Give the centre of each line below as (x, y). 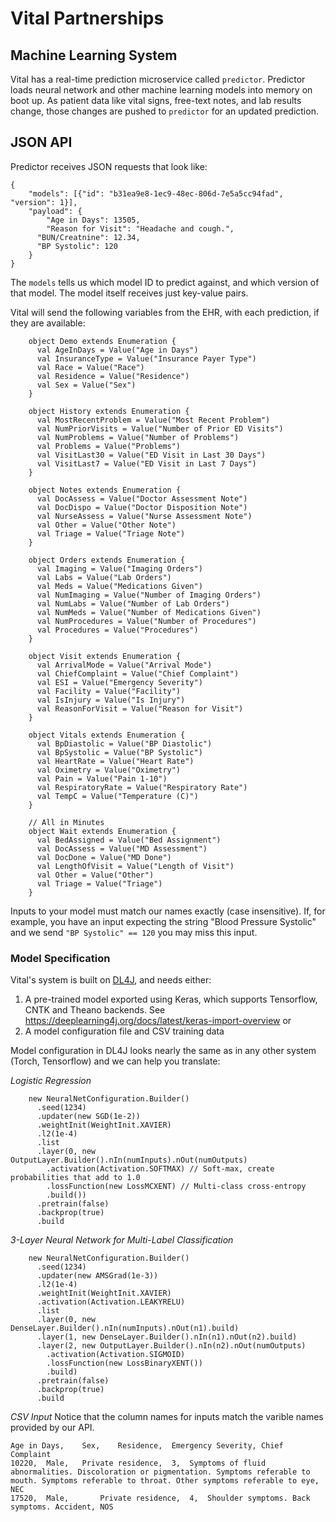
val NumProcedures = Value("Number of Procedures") (146, 621)
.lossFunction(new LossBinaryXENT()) (124, 1363)
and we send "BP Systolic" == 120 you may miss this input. (134, 932)
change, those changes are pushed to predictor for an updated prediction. (164, 111)
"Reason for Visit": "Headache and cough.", (140, 228)
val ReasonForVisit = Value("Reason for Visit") (140, 708)
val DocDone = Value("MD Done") (104, 857)
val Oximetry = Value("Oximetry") (109, 770)
